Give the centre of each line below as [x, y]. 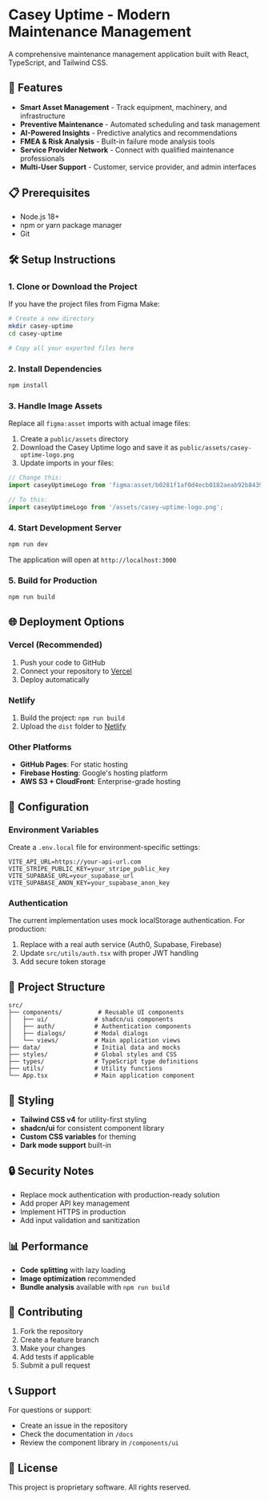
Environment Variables [54, 830]
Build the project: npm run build [72, 718]
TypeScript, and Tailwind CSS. [58, 63]
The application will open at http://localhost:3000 [92, 559]
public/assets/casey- [216, 448]
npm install [28, 386]
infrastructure [42, 116]
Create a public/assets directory [74, 439]
